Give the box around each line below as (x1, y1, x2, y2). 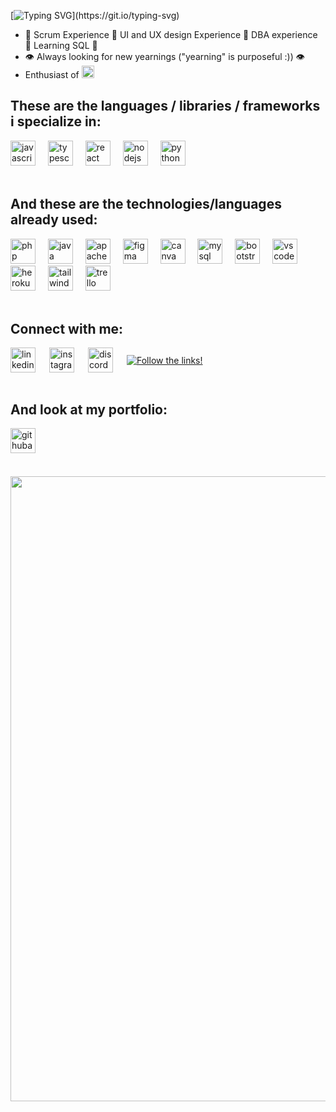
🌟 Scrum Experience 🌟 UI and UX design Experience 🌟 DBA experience (24, 29, 318, 40)
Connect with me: (10, 321, 124, 338)
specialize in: (16, 113, 102, 130)
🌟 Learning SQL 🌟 (24, 40, 98, 51)
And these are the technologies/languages (10, 196, 282, 213)
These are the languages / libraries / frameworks (10, 98, 321, 115)
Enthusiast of (24, 69, 80, 80)
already (10, 211, 59, 229)
